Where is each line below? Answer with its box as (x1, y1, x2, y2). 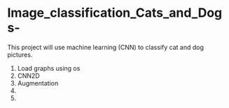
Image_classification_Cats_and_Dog (7, 5, 223, 21)
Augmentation (17, 79, 59, 87)
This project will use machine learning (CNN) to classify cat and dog (7, 43, 204, 51)
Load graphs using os (17, 64, 81, 72)
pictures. (7, 50, 33, 59)
